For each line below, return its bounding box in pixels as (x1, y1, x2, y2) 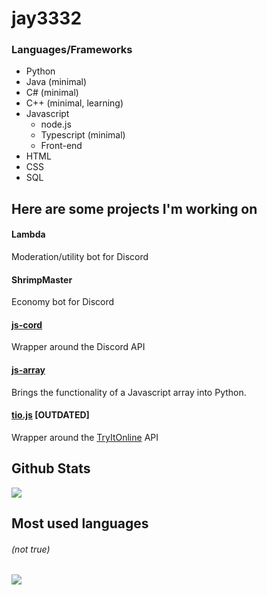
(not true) (11, 543, 51, 555)
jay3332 (11, 7, 83, 30)
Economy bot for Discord (11, 296, 115, 308)
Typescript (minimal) (40, 129, 126, 141)
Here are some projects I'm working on (11, 200, 258, 217)
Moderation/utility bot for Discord (11, 251, 149, 263)
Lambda (11, 228, 46, 241)
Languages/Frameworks (11, 43, 133, 57)
